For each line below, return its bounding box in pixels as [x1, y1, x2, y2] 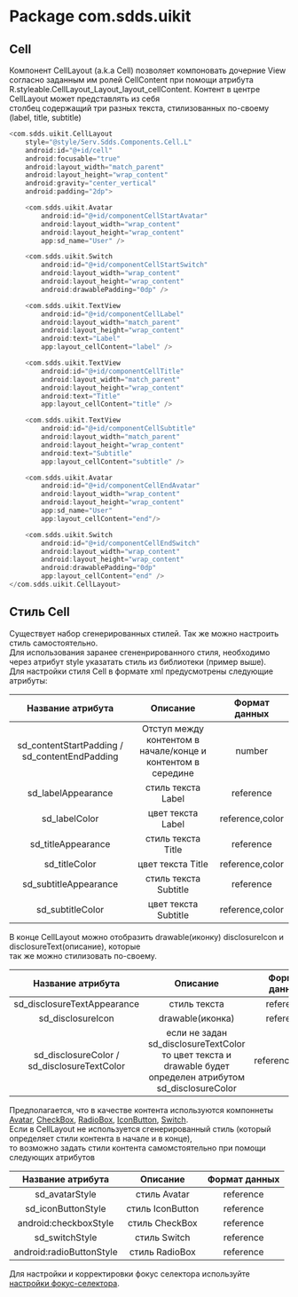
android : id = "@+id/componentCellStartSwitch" [41, 260, 208, 270]
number [235, 744, 269, 756]
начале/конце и [138, 744, 207, 756]
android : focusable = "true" [25, 154, 122, 163]
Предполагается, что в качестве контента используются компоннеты [9, 1104, 274, 1115]
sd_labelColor [41, 812, 99, 825]
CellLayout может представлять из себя [9, 93, 161, 104]
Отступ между [141, 722, 205, 734]
